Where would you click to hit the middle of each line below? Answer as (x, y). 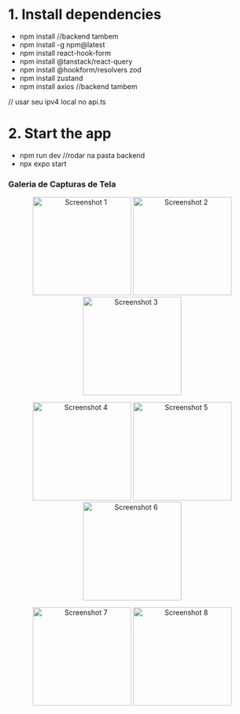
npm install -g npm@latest (62, 44)
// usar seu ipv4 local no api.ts (57, 102)
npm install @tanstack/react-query (76, 61)
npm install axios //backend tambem (78, 86)
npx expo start (43, 164)
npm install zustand (51, 78)
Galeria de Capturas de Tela (62, 184)
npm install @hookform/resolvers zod (80, 69)
